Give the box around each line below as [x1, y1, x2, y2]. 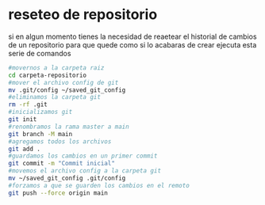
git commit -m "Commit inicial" [8, 160, 115, 168]
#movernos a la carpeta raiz [8, 63, 105, 72]
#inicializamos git [8, 108, 73, 116]
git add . [8, 145, 41, 153]
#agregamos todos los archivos [8, 137, 112, 146]
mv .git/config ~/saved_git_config [8, 85, 126, 94]
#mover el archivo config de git [8, 78, 119, 86]
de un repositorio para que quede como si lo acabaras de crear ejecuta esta [8, 40, 257, 49]
